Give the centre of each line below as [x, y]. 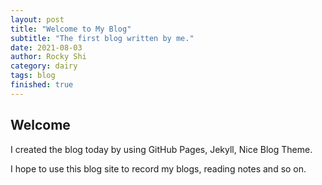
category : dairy [44, 66]
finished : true [42, 85]
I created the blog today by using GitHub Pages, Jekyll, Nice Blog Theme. [161, 149]
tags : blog [33, 76]
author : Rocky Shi [48, 57]
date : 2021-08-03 [46, 47]
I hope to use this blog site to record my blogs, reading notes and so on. [158, 168]
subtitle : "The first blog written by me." [102, 38]
